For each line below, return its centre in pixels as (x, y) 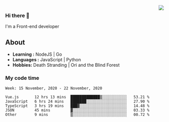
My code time (22, 78)
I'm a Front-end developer (32, 27)
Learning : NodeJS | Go (37, 54)
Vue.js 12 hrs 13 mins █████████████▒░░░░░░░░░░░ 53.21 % (77, 97)
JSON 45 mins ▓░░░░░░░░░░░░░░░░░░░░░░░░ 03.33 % (77, 110)
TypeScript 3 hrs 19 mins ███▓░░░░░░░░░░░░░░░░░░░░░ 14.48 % (77, 106)
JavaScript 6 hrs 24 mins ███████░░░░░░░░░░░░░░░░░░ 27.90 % (77, 102)
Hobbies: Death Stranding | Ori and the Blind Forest (66, 65)
